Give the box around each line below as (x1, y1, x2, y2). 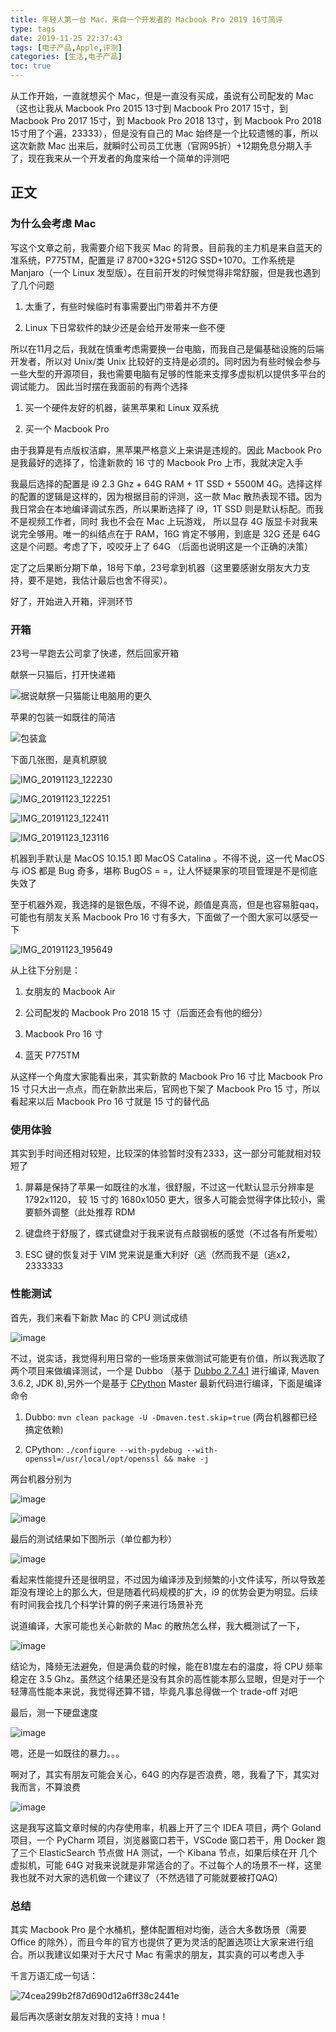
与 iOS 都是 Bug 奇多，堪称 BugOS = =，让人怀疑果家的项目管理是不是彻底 (10, 864, 318, 876)
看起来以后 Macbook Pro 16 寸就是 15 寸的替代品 (10, 1095, 210, 1107)
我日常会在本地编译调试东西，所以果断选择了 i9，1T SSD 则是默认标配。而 (10, 502, 315, 515)
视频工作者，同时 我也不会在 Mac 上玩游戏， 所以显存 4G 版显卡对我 (27, 515, 310, 527)
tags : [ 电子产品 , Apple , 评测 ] (10, 42, 123, 53)
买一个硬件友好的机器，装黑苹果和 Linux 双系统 (24, 401, 220, 413)
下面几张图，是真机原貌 (10, 753, 107, 765)
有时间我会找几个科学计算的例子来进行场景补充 (10, 1598, 203, 1610)
